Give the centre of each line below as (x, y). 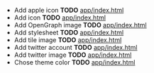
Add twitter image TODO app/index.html (73, 55)
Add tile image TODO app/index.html (68, 40)
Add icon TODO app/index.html (60, 18)
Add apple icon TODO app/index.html (69, 10)
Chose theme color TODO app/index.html (75, 62)
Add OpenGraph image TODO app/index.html (80, 25)
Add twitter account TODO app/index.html (76, 47)
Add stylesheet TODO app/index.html (69, 32)
